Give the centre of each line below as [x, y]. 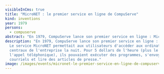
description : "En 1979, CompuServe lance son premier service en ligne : [82, 41]
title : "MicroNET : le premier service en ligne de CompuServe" [72, 14]
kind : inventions [23, 18]
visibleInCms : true [25, 9]
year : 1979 [16, 23]
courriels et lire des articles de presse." [55, 59]
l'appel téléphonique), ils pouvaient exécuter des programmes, [76, 55]
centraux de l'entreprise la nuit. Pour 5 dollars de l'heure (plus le [84, 50]
